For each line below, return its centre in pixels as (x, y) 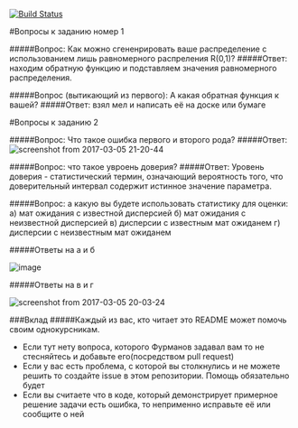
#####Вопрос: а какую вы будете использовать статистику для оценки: (149, 204)
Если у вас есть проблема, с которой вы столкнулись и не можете (151, 366)
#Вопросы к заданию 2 (54, 122)
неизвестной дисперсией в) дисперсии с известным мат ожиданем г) (145, 223)
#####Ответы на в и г (51, 285)
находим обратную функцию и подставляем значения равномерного (143, 68)
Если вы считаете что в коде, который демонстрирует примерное (150, 395)
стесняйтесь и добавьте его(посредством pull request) (128, 356)
